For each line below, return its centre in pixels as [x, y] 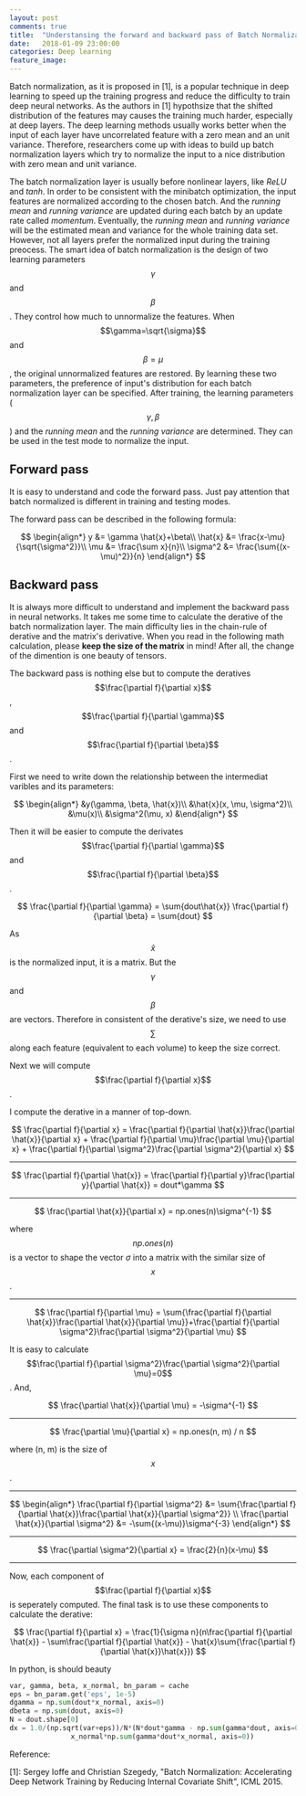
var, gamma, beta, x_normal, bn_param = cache [99, 1685]
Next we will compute [50, 1065]
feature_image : [38, 60]
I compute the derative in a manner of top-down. [101, 1112]
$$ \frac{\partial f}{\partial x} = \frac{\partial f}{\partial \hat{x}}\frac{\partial [153, 1129]
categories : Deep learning [61, 52]
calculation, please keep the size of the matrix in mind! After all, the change [152, 646]
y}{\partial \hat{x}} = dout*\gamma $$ [153, 1185]
